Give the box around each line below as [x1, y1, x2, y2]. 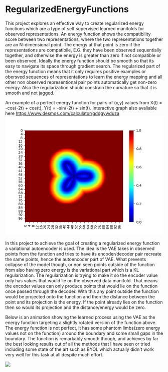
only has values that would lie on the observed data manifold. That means [5, 277, 158, 283]
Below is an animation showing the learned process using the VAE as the [5, 314, 155, 320]
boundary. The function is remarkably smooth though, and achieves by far [5, 335, 159, 341]
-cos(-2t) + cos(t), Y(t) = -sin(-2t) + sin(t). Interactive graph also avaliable [5, 105, 157, 111]
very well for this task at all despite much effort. [5, 351, 104, 357]
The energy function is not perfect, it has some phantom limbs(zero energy [5, 325, 160, 331]
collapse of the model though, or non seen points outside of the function [5, 261, 155, 268]
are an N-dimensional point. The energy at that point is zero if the [5, 41, 140, 47]
